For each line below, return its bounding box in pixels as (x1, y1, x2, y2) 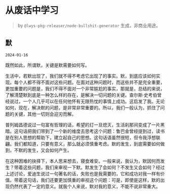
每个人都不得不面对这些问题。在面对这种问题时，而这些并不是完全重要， (14, 79, 165, 85)
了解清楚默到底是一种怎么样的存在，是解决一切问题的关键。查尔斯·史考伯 (5, 92, 158, 98)
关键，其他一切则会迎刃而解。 (14, 111, 76, 117)
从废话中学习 (5, 5, 59, 16)
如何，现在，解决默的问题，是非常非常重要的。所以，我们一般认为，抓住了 (5, 105, 160, 111)
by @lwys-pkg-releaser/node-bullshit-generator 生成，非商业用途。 (17, 22, 161, 28)
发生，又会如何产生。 (27, 147, 72, 153)
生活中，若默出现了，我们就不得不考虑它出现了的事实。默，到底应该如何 (5, 73, 156, 79)
